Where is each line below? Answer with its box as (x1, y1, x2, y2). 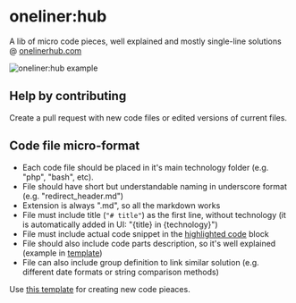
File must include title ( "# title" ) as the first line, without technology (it (21, 209, 286, 220)
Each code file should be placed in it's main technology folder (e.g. (21, 162, 269, 173)
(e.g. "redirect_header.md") (21, 190, 123, 201)
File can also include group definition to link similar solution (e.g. (21, 257, 259, 267)
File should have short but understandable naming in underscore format (21, 181, 288, 191)
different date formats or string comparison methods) (21, 266, 219, 277)
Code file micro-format (9, 139, 140, 154)
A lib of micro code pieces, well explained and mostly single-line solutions (9, 36, 282, 46)
